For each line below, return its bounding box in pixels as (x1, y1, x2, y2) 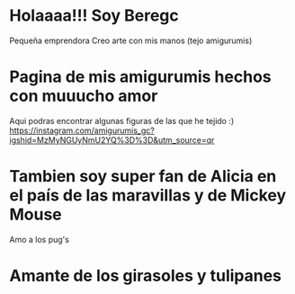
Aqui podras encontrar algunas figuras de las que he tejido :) (9, 115, 235, 126)
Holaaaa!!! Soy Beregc (9, 5, 179, 26)
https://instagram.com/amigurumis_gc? (9, 125, 155, 136)
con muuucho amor (9, 86, 158, 106)
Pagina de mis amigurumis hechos (9, 67, 272, 87)
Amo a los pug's (9, 234, 70, 245)
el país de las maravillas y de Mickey (9, 185, 287, 206)
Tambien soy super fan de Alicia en (9, 166, 277, 187)
